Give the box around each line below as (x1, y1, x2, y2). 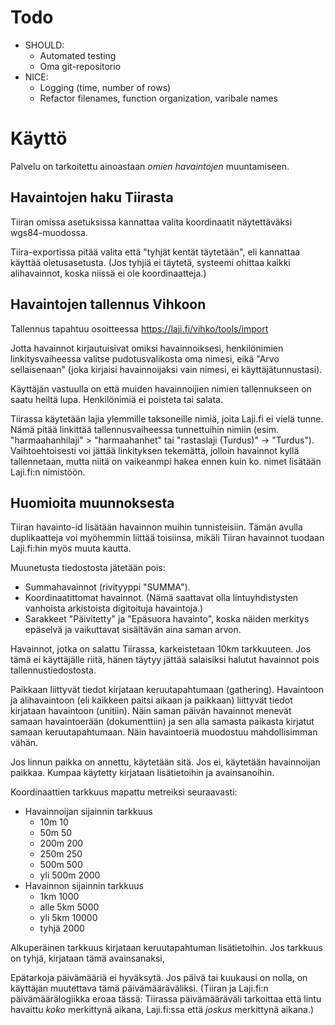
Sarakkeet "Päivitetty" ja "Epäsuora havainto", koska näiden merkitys (24, 613, 310, 625)
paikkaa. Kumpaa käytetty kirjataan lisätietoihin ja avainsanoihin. (10, 767, 275, 779)
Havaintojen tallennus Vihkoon (10, 296, 207, 313)
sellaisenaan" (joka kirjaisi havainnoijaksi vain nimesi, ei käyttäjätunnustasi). (10, 363, 323, 375)
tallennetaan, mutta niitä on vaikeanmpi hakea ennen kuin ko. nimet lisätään (10, 455, 322, 467)
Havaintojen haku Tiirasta (10, 189, 174, 206)
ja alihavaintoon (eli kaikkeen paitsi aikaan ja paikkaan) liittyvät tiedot (10, 694, 293, 706)
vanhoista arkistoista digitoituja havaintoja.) (24, 602, 204, 615)
